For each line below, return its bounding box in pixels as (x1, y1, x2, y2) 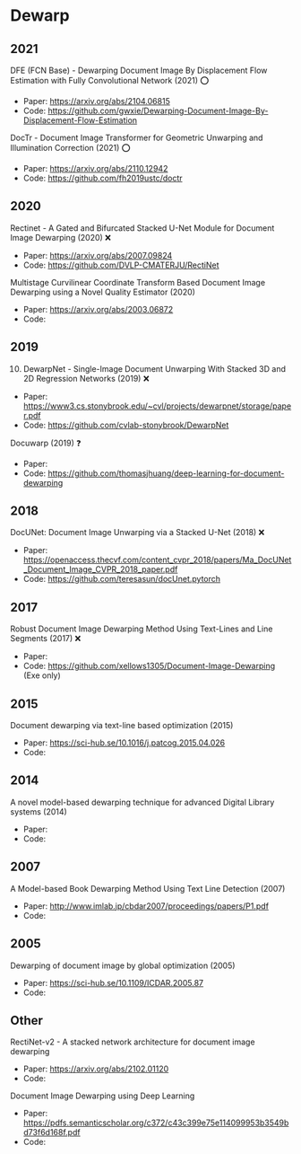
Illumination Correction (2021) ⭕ (10, 143, 131, 153)
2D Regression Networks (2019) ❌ (22, 373, 150, 383)
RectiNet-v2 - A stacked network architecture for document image (10, 1036, 255, 1047)
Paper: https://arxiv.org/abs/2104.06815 (22, 96, 171, 106)
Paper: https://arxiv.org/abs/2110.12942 (22, 163, 168, 173)
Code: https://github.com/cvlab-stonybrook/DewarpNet (22, 419, 229, 430)
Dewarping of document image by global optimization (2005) (10, 960, 236, 971)
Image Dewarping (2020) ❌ (10, 232, 111, 242)
